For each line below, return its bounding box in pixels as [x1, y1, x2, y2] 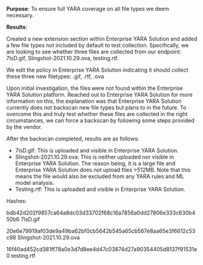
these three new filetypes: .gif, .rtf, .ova [6, 73, 104, 80]
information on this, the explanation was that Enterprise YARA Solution [6, 97, 182, 105]
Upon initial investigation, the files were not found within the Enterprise [6, 84, 183, 92]
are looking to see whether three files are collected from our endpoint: [6, 48, 182, 55]
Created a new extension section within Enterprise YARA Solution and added [6, 35, 198, 42]
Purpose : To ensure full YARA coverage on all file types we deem [6, 5, 170, 12]
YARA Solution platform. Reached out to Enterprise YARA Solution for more [6, 91, 193, 98]
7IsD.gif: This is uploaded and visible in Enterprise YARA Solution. [15, 147, 179, 154]
